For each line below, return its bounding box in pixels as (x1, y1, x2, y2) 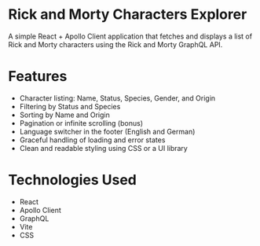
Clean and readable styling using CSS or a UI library (19, 143, 189, 152)
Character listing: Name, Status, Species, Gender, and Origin (19, 93, 216, 103)
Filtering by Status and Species (19, 101, 121, 111)
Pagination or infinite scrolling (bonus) (19, 118, 144, 127)
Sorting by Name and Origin (19, 110, 110, 119)
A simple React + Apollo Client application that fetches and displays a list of (8, 31, 253, 41)
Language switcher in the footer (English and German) (19, 127, 196, 136)
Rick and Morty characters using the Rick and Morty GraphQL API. (8, 39, 223, 49)
